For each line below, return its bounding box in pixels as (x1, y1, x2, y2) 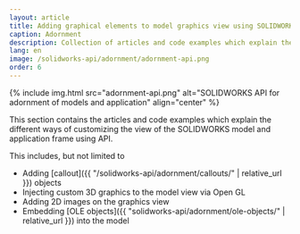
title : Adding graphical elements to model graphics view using (9, 21, 254, 30)
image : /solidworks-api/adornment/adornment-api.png (9, 54, 210, 63)
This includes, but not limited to (9, 150, 125, 161)
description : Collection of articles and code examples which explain (9, 38, 278, 47)
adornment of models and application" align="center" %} (9, 96, 221, 107)
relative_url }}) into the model (21, 215, 129, 226)
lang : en (9, 46, 42, 55)
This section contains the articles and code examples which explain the (9, 113, 272, 125)
